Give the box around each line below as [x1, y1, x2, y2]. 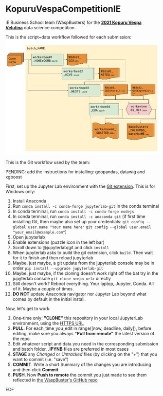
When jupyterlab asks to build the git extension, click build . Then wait [12, 250, 153, 255]
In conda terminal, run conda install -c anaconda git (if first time [12, 213, 145, 219]
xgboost [5, 174, 22, 180]
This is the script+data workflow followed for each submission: [5, 34, 132, 40]
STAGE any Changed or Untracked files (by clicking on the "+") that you [12, 351, 158, 357]
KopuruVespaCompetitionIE [5, 3, 121, 15]
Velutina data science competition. [5, 24, 76, 30]
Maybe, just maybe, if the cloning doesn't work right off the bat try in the [12, 270, 159, 276]
